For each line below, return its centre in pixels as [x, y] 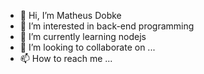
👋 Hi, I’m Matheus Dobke [70, 15]
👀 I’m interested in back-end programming [107, 26]
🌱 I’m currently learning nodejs [83, 36]
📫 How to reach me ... [66, 58]
